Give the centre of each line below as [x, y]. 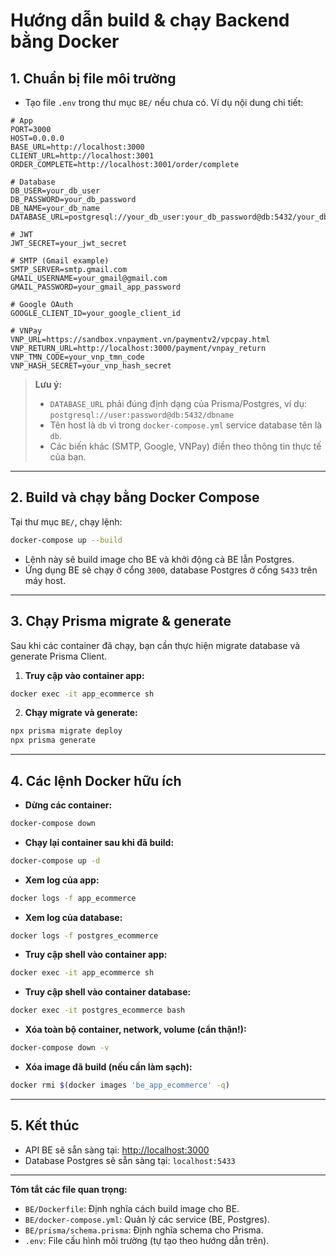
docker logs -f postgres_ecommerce [84, 935]
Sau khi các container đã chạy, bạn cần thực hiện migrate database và [155, 645]
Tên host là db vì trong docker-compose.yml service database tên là [186, 425]
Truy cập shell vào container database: [108, 992]
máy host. [45, 580]
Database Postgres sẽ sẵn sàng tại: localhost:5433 [130, 1160]
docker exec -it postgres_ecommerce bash [98, 1010]
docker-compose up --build [66, 540]
